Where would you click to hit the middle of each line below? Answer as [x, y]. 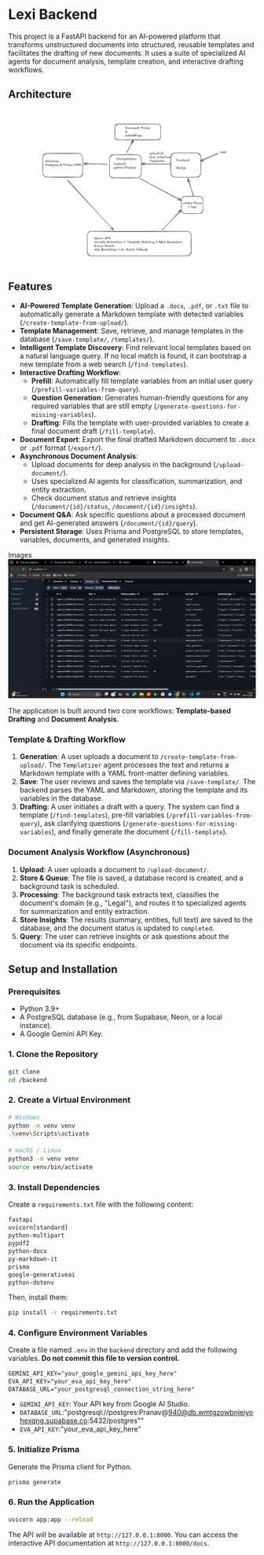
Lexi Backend [53, 15]
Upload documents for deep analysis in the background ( [123, 464]
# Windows [24, 1117]
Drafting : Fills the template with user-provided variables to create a [140, 422]
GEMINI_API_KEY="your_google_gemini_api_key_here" [93, 1374]
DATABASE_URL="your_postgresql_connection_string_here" [101, 1390]
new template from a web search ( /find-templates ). [104, 364]
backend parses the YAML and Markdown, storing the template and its [134, 790]
